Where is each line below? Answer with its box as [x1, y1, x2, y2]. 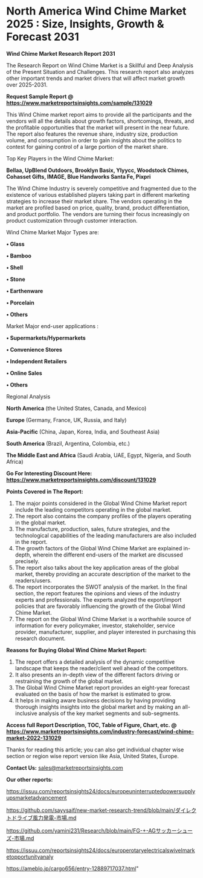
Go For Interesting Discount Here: [6, 469, 92, 477]
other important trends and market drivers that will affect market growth [6, 74, 185, 82]
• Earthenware [6, 287, 43, 294]
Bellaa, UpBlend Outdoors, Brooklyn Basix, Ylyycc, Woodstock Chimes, [6, 167, 189, 174]
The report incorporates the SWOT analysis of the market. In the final [14, 583, 187, 590]
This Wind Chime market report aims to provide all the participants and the [6, 111, 192, 118]
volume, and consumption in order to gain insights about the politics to [6, 136, 182, 144]
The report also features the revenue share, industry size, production [6, 130, 178, 137]
